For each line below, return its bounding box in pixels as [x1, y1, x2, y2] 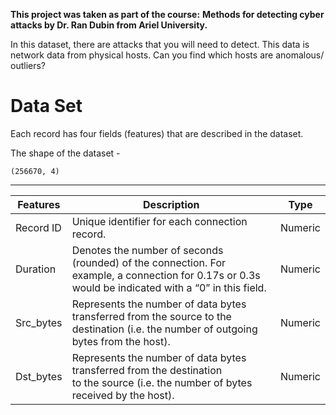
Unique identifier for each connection [71, 214, 248, 228]
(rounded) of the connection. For [71, 255, 227, 269]
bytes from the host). [71, 334, 171, 348]
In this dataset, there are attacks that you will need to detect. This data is [10, 39, 310, 50]
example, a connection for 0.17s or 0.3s [71, 268, 261, 282]
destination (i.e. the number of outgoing [71, 322, 258, 336]
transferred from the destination [71, 363, 223, 377]
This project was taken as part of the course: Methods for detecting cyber [10, 9, 325, 20]
